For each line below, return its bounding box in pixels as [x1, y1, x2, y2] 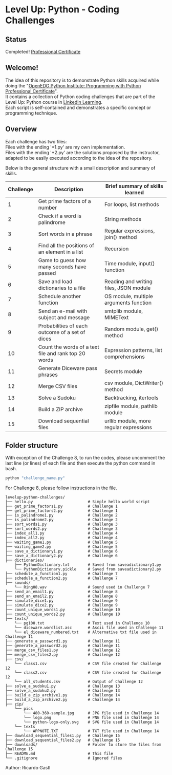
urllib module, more [104, 417, 151, 425]
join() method [104, 233, 137, 241]
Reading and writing [104, 278, 153, 285]
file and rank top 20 [38, 349, 85, 357]
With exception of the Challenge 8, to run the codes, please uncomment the [5, 455, 165, 461]
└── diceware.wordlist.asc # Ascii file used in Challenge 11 [14, 625, 164, 631]
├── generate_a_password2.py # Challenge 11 [5, 643, 120, 649]
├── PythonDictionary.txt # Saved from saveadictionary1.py [14, 562, 161, 567]
